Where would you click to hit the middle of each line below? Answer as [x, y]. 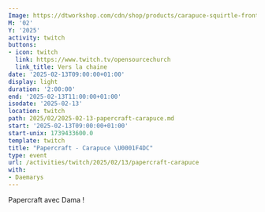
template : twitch [37, 140]
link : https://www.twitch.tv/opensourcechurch [93, 60]
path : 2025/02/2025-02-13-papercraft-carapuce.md [91, 119]
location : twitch [37, 112]
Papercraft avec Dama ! [47, 199]
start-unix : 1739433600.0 [50, 133]
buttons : [22, 45]
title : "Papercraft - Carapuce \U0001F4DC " [81, 148]
